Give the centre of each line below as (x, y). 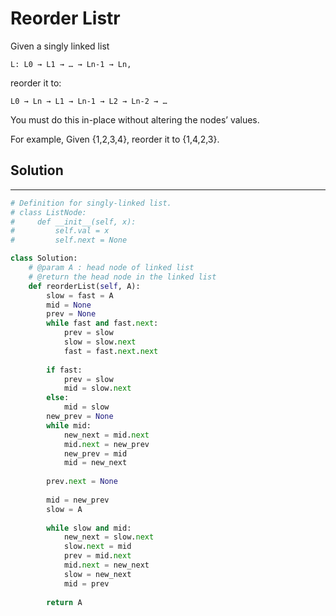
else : (58, 398)
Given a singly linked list (60, 46)
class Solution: (44, 258)
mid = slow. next (97, 388)
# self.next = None (69, 240)
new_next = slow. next (109, 537)
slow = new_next (97, 574)
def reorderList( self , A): (84, 286)
